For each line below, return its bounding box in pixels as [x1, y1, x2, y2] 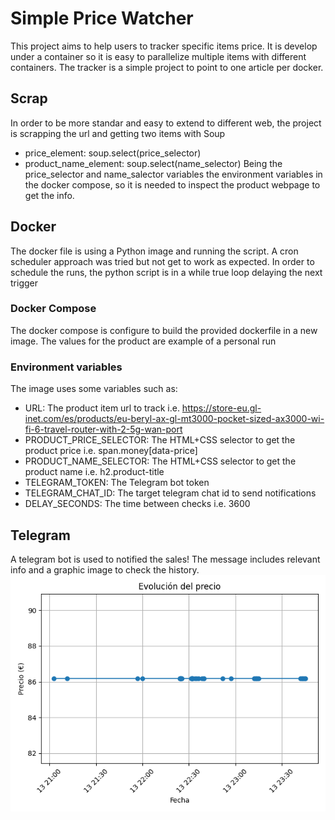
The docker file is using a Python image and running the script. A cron [10, 245, 299, 257]
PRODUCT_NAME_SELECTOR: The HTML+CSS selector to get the [24, 455, 297, 467]
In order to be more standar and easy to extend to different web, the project [10, 117, 322, 129]
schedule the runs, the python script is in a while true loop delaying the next [10, 266, 323, 278]
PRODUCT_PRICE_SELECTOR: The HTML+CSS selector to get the [24, 434, 296, 446]
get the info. [24, 189, 75, 201]
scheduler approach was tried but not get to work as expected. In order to [10, 255, 315, 267]
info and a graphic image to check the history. [10, 563, 200, 576]
